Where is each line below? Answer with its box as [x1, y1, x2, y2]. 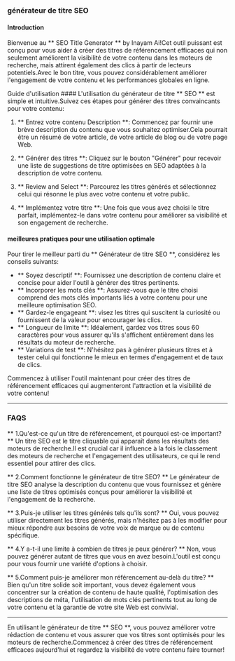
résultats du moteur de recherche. [17, 338, 116, 347]
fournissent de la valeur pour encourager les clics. [17, 316, 163, 324]
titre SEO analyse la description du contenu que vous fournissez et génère [7, 480, 222, 488]
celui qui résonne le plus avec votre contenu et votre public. [17, 190, 190, 199]
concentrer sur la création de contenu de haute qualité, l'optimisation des [7, 588, 218, 596]
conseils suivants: [7, 258, 59, 266]
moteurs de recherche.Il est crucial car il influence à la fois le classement [7, 444, 218, 453]
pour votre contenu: [7, 105, 65, 113]
